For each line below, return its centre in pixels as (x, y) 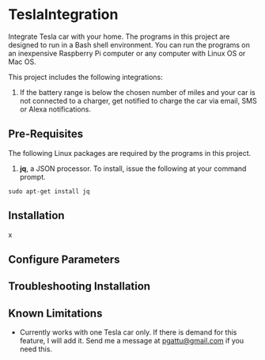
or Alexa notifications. (55, 109)
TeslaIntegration (63, 15)
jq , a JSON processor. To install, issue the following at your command (133, 169)
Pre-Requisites (46, 134)
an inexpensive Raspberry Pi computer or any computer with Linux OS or (127, 53)
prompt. (32, 176)
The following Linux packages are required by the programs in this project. (130, 153)
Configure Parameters (64, 259)
